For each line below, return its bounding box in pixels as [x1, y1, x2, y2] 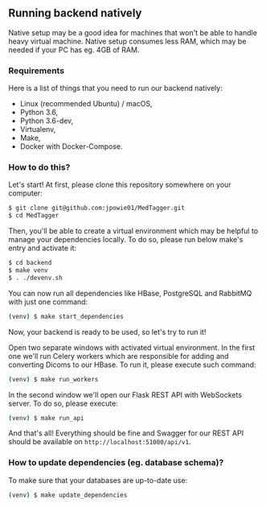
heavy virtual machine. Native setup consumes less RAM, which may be [8, 36, 247, 46]
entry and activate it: [8, 243, 76, 253]
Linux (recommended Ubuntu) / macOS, [19, 99, 153, 109]
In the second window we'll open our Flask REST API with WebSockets [8, 390, 243, 399]
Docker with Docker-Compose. [19, 142, 123, 151]
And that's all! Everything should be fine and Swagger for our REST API [8, 428, 243, 438]
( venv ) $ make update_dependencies [8, 491, 128, 499]
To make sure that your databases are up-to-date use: [8, 475, 188, 485]
